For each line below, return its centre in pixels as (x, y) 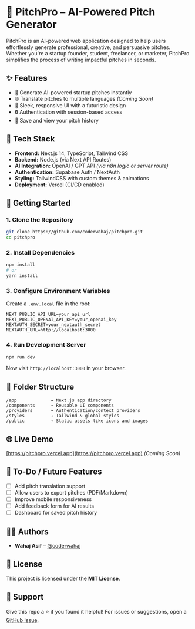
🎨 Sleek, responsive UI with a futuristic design (70, 105)
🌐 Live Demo (30, 439)
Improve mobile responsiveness (53, 499)
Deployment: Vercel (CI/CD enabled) (59, 185)
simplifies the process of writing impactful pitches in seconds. (81, 60)
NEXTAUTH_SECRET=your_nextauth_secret (53, 325)
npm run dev (21, 357)
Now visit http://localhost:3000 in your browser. (66, 368)
